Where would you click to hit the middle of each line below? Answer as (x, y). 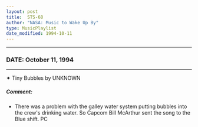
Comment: (19, 92)
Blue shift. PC (31, 119)
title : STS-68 (25, 17)
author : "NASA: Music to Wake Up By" (52, 22)
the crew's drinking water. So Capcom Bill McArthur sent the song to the (102, 113)
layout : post (22, 12)
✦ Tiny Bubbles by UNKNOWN (43, 78)
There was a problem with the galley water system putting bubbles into (101, 106)
